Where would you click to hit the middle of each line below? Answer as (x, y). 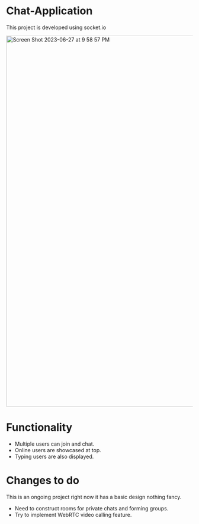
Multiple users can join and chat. (54, 444)
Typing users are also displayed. (54, 456)
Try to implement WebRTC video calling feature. (73, 515)
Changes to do (43, 480)
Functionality (39, 428)
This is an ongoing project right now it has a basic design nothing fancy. (94, 497)
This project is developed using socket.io (56, 27)
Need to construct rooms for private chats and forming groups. (92, 508)
